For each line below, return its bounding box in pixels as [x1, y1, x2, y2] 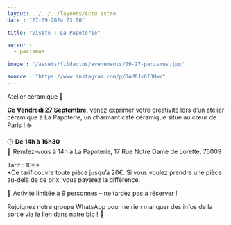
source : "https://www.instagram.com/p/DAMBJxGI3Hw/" [7, 74, 166, 81]
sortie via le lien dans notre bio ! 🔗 [7, 210, 104, 218]
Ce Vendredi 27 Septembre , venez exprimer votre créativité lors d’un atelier [7, 106, 225, 114]
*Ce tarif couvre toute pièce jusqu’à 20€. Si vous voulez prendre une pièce [7, 168, 222, 176]
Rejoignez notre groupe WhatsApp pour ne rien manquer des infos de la [7, 202, 213, 210]
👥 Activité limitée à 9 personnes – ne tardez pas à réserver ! [7, 189, 178, 197]
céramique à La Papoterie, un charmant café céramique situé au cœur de [7, 112, 217, 122]
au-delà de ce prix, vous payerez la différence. [7, 175, 141, 184]
